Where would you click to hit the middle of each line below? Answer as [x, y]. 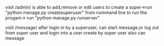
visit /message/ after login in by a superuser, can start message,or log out [82, 27]
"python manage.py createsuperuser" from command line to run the [76, 12]
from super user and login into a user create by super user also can [75, 33]
